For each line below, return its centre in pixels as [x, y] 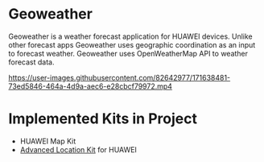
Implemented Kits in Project [103, 119]
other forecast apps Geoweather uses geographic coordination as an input [132, 44]
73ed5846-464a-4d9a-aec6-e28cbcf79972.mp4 [91, 86]
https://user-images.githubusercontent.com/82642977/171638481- [120, 77]
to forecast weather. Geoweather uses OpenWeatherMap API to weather [128, 53]
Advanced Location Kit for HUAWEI [78, 149]
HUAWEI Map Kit [48, 141]
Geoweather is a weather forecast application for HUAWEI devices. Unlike [131, 36]
